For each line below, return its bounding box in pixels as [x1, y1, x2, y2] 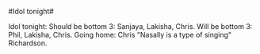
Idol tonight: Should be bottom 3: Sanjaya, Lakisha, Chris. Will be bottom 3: [8, 22, 253, 31]
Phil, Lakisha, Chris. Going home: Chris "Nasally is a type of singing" [8, 31, 232, 39]
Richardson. [8, 38, 48, 48]
